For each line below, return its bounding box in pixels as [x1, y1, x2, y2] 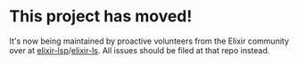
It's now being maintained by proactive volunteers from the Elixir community [9, 36, 290, 46]
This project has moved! [9, 6, 193, 27]
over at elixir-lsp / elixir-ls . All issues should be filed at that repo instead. [9, 44, 270, 55]
